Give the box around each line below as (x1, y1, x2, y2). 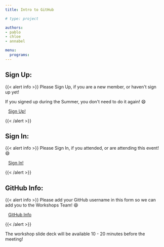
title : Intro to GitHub (5, 7, 54, 12)
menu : (5, 48, 16, 53)
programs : (9, 52, 30, 57)
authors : (5, 25, 23, 30)
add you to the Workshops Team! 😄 (5, 202, 79, 208)
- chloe (5, 34, 21, 40)
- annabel (5, 39, 26, 44)
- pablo (5, 30, 21, 35)
